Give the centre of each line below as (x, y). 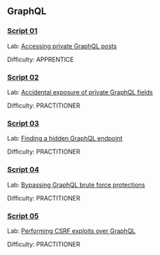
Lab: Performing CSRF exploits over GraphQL (71, 231)
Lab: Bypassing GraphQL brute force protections (76, 185)
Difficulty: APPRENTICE (41, 59)
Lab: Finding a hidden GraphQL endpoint (65, 139)
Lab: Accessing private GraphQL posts (62, 46)
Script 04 (23, 170)
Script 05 (23, 216)
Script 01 (22, 31)
